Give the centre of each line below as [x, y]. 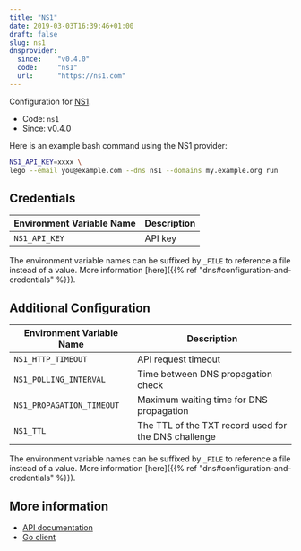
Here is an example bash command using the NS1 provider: [118, 145]
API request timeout [179, 359]
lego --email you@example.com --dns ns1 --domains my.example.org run [144, 170]
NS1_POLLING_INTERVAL [60, 380]
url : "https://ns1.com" [72, 76]
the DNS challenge [177, 437]
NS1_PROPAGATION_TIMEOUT [67, 405]
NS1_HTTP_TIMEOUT [51, 360]
